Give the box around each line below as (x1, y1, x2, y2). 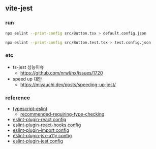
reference (5, 94, 30, 101)
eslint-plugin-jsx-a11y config (12, 133, 72, 139)
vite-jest (5, 4, 33, 13)
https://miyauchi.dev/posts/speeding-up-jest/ (20, 81, 116, 88)
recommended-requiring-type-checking (20, 111, 105, 117)
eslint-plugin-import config (12, 127, 70, 133)
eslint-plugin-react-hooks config (12, 122, 81, 128)
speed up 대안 (12, 76, 42, 82)
